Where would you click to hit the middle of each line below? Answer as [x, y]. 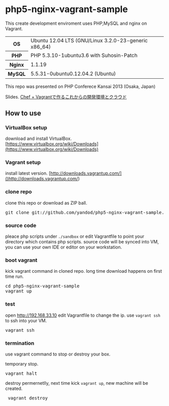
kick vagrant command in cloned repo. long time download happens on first [83, 271]
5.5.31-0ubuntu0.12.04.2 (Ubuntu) [73, 74]
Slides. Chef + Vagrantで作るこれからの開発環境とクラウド [66, 97]
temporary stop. [22, 364]
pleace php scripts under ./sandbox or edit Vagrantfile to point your [75, 236]
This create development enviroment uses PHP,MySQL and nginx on [76, 23]
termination [20, 343]
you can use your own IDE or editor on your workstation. [64, 247]
